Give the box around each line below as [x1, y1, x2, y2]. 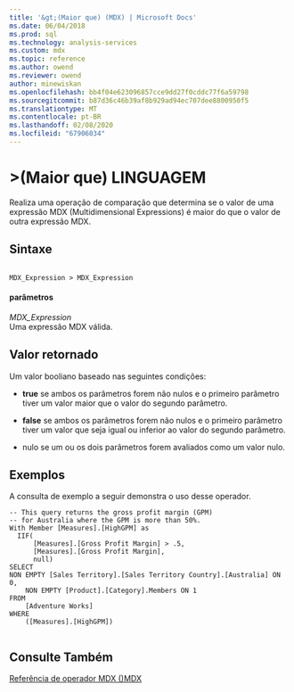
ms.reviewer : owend [9, 71, 82, 80]
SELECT [9, 563, 34, 572]
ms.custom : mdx [9, 46, 66, 55]
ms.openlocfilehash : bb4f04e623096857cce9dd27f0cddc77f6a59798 [9, 87, 249, 96]
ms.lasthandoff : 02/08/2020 [9, 121, 114, 130]
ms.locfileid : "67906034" [9, 129, 105, 138]
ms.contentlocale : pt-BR [9, 112, 102, 121]
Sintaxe [9, 242, 53, 257]
